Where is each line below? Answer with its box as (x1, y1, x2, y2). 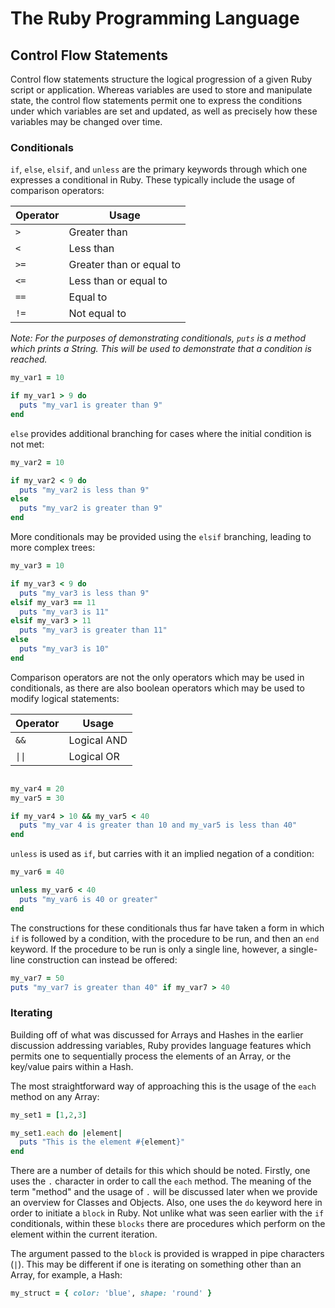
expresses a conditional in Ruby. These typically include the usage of (10, 174, 296, 186)
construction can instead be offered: (27, 953, 178, 966)
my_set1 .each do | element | (10, 1128, 123, 1138)
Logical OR (68, 749, 120, 763)
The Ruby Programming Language (10, 7, 300, 30)
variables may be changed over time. (10, 116, 163, 127)
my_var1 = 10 (10, 373, 65, 383)
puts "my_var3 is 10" (19, 644, 110, 654)
